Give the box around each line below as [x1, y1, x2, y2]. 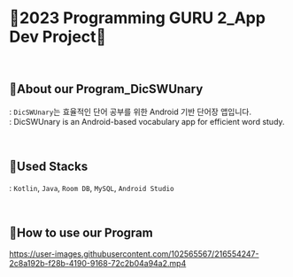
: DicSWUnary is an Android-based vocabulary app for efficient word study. [9, 116, 285, 127]
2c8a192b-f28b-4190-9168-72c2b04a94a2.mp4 [9, 258, 187, 269]
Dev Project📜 [9, 27, 107, 47]
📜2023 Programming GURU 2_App [9, 8, 266, 28]
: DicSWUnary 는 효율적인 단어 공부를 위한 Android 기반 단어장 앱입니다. [9, 106, 252, 117]
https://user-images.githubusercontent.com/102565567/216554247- [9, 249, 259, 259]
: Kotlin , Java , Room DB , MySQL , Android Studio [9, 182, 174, 193]
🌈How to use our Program [9, 225, 153, 240]
